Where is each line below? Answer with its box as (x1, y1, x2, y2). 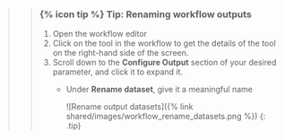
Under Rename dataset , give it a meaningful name (65, 84, 253, 95)
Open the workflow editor (52, 29, 148, 39)
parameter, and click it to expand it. (52, 66, 184, 77)
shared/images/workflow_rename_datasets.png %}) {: (65, 111, 266, 122)
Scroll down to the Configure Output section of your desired (52, 57, 277, 68)
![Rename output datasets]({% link (65, 101, 194, 112)
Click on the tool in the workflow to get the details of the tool (52, 38, 277, 48)
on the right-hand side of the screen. (52, 48, 189, 58)
